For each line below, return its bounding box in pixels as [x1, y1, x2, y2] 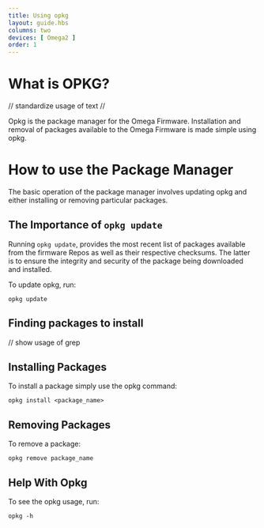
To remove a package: [8, 439, 81, 449]
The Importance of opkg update [8, 218, 163, 232]
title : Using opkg [8, 11, 69, 20]
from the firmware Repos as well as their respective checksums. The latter [8, 247, 251, 257]
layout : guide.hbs [8, 19, 69, 27]
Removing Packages [8, 418, 111, 432]
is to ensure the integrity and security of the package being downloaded [8, 256, 243, 266]
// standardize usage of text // [8, 101, 105, 111]
